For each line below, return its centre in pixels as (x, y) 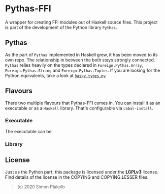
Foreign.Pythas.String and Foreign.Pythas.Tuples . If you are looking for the (82, 70)
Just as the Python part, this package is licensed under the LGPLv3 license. (82, 172)
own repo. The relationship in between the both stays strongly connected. (80, 60)
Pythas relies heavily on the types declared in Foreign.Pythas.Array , (74, 65)
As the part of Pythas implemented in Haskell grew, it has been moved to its (82, 55)
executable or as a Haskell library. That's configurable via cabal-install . (79, 108)
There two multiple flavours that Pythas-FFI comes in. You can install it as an (83, 103)
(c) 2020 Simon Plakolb (41, 187)
